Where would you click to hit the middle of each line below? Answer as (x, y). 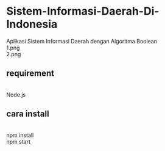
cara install (28, 114)
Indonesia (32, 24)
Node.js (16, 94)
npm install (20, 135)
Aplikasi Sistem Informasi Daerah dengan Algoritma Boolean (82, 41)
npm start (19, 141)
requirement (30, 74)
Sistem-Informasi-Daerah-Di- (83, 11)
